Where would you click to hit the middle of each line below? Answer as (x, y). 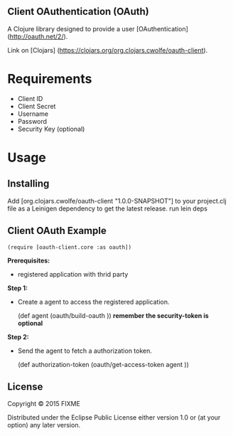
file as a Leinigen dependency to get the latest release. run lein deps (108, 208)
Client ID (30, 98)
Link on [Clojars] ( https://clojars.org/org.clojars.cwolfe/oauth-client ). (108, 50)
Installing (28, 184)
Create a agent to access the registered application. (93, 302)
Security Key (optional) (51, 129)
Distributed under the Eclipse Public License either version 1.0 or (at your (114, 418)
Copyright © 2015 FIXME (44, 404)
